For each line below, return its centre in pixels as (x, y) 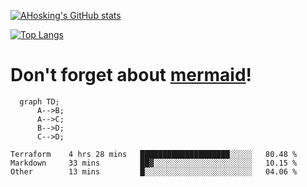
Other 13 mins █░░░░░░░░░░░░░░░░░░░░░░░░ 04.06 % (154, 171)
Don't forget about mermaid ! (131, 75)
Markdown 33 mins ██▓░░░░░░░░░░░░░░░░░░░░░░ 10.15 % (154, 163)
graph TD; (39, 101)
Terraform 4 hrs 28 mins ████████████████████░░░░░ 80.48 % (154, 154)
